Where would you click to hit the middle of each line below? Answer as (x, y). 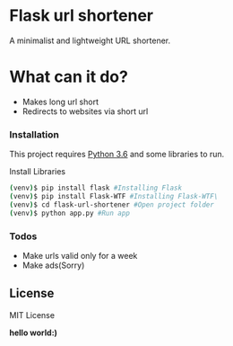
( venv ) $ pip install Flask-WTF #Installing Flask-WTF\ (114, 197)
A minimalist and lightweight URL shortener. (90, 40)
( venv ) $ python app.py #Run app (69, 213)
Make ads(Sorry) (53, 265)
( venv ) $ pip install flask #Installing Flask (95, 188)
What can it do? (69, 77)
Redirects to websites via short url (85, 111)
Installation (35, 134)
